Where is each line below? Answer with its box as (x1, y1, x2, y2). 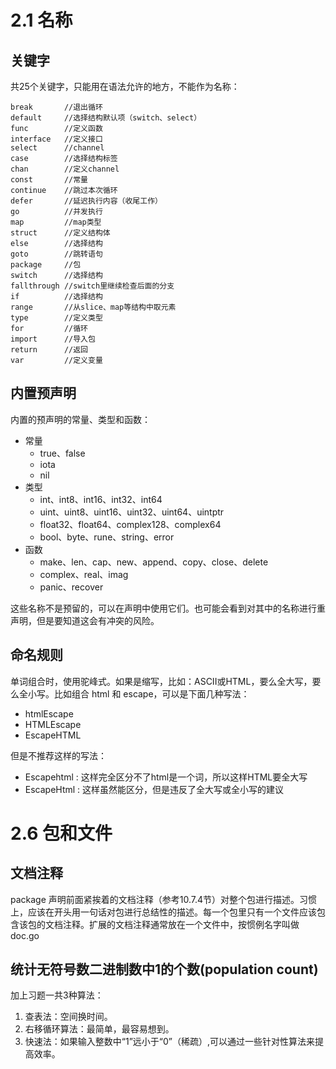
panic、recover (39, 581, 104, 593)
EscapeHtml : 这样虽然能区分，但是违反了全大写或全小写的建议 (24, 783, 285, 795)
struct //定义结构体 (10, 228, 111, 238)
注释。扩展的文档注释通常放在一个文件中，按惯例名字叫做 (62, 918, 300, 930)
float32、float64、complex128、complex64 (39, 518, 222, 530)
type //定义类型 (10, 313, 103, 323)
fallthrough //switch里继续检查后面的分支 (10, 281, 175, 291)
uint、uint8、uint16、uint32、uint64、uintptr (39, 506, 225, 518)
